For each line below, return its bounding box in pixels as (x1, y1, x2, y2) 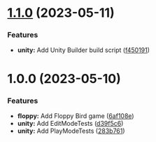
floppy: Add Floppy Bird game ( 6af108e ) (17, 111, 134, 120)
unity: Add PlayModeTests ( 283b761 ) (17, 127, 125, 135)
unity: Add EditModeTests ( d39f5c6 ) (17, 119, 124, 127)
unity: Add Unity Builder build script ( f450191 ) (17, 46, 150, 54)
